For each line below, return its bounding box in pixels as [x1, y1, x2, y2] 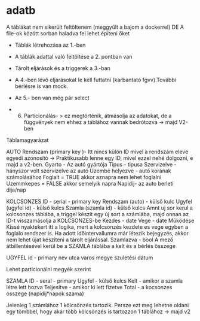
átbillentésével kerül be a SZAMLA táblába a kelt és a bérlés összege [6, 242, 176, 249]
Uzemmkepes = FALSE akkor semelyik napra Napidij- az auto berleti [6, 180, 174, 187]
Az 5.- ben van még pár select [14, 94, 90, 101]
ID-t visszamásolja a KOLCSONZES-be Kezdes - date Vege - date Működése [6, 217, 195, 224]
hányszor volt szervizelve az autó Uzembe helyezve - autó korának [6, 167, 171, 174]
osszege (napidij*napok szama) [6, 290, 85, 297]
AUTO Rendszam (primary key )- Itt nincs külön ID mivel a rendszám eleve [6, 148, 189, 155]
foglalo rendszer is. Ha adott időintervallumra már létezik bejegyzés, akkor [6, 229, 189, 237]
